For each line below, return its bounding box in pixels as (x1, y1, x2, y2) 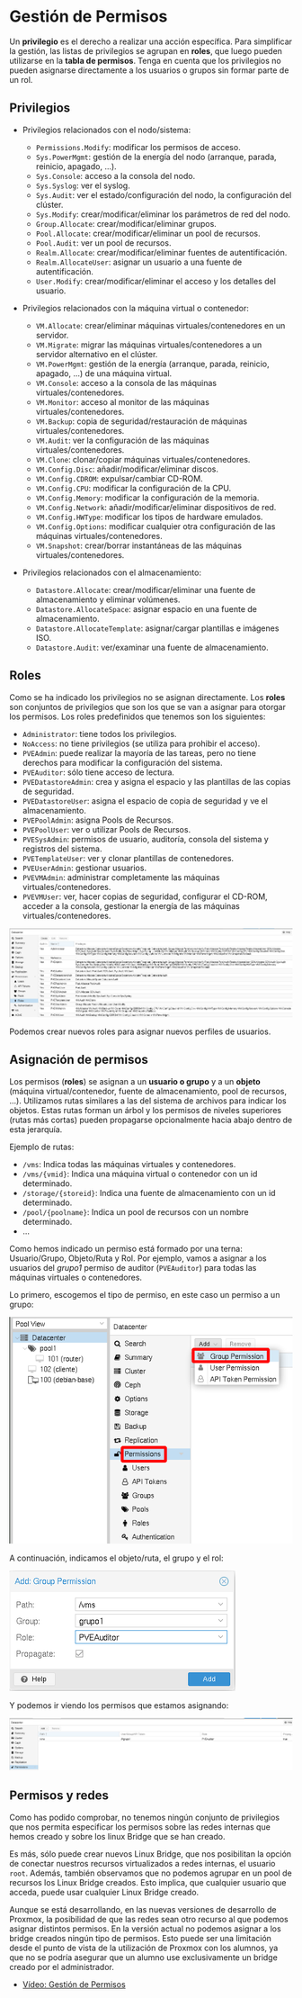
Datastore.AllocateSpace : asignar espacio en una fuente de (35, 603, 258, 614)
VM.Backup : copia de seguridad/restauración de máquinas (35, 416, 248, 427)
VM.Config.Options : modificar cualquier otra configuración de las (35, 520, 276, 532)
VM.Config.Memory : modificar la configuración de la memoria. (35, 492, 260, 503)
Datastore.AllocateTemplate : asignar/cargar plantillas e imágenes (35, 623, 280, 634)
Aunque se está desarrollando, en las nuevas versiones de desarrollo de (9, 1903, 277, 1914)
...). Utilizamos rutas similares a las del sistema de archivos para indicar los (9, 1095, 288, 1106)
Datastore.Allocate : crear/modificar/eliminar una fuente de (35, 584, 256, 595)
